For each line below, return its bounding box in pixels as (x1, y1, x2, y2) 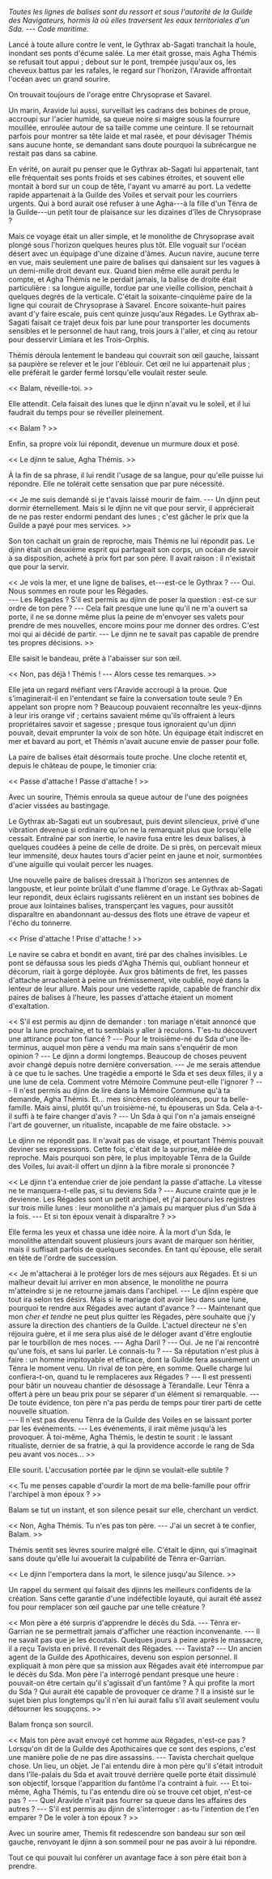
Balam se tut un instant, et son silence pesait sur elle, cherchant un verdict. (8, 1505, 259, 1515)
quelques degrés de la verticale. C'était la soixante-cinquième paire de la (8, 291, 253, 301)
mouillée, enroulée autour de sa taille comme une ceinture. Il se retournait (8, 123, 254, 132)
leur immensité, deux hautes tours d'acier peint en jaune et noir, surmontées (8, 851, 263, 861)
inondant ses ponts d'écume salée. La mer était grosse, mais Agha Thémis (8, 49, 257, 57)
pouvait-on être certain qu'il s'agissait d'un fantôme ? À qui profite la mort (8, 1678, 255, 1687)
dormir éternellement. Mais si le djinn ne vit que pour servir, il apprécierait (8, 504, 255, 512)
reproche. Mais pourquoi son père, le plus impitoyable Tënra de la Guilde (8, 1153, 251, 1163)
